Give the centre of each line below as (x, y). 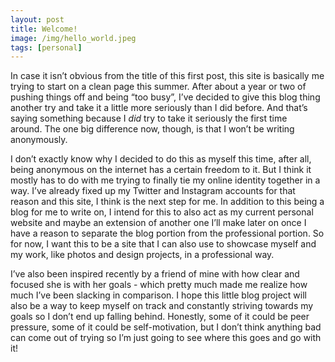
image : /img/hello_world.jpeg (73, 38)
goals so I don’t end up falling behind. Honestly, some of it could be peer (160, 317)
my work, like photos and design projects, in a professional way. (142, 255)
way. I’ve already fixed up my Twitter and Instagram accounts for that (153, 191)
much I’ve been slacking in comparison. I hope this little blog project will (158, 295)
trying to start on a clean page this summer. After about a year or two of (158, 87)
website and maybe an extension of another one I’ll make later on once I (158, 223)
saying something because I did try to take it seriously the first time (149, 118)
